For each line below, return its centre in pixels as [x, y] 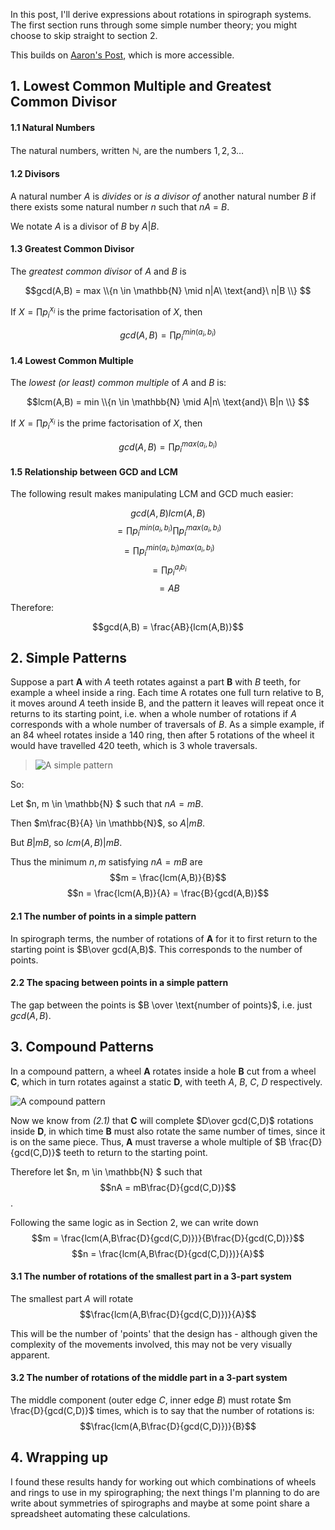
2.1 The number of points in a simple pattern [103, 916]
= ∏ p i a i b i [169, 570]
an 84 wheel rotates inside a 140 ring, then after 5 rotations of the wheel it [162, 735]
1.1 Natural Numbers [53, 127]
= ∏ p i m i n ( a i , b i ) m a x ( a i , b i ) [169, 550]
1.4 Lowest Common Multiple [72, 360]
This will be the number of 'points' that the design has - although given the [164, 1333]
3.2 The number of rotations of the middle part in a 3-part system [149, 1378]
